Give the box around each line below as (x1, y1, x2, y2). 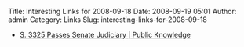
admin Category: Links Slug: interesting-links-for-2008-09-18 (8, 15, 208, 24)
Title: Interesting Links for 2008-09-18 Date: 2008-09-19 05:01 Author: (8, 7, 237, 16)
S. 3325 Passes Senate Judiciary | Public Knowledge (19, 31, 191, 39)
